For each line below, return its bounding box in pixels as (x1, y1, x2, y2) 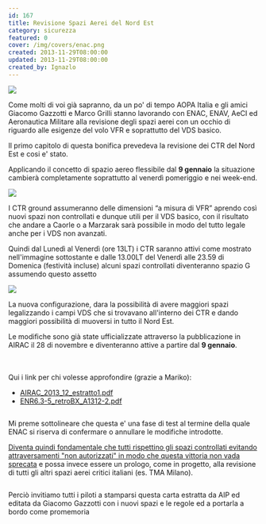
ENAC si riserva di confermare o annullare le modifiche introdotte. (8, 426, 224, 437)
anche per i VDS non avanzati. (8, 228, 107, 238)
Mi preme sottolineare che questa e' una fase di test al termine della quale (8, 418, 250, 428)
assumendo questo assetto (8, 269, 97, 279)
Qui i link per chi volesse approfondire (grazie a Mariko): (8, 372, 192, 382)
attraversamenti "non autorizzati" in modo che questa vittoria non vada (8, 450, 241, 460)
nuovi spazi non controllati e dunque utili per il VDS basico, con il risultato (8, 211, 249, 221)
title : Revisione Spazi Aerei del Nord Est (8, 19, 155, 27)
